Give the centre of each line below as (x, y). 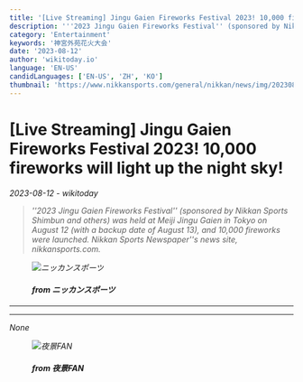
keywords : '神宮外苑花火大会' (61, 43)
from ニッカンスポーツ (73, 290)
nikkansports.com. (66, 248)
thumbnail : (30, 85)
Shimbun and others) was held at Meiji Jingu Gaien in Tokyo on (149, 220)
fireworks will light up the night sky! (147, 168)
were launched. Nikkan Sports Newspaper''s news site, (134, 239)
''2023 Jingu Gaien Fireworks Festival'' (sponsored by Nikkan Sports (160, 210)
